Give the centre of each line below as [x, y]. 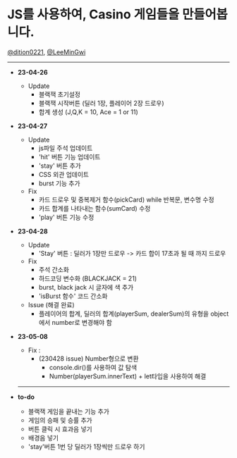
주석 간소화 [54, 269]
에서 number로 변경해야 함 [75, 322]
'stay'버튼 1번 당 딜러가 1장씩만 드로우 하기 [86, 446]
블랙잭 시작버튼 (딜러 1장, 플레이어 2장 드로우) [101, 103]
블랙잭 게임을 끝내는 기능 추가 [68, 411]
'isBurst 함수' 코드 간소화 [73, 296]
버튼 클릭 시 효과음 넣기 [60, 429]
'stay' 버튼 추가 [60, 166]
